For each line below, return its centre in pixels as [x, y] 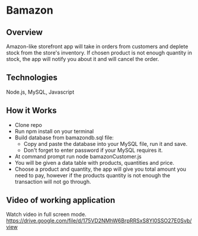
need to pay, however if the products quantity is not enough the [92, 175]
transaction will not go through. [53, 181]
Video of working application [61, 200]
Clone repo [28, 125]
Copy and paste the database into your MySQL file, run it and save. [106, 143]
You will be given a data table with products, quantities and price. [95, 162]
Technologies [32, 78]
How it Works [31, 111]
